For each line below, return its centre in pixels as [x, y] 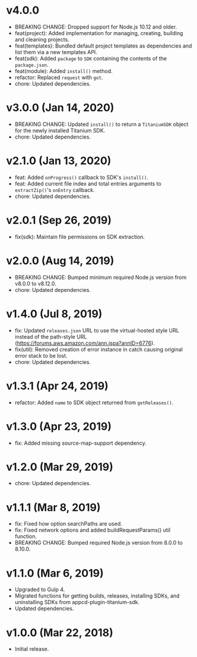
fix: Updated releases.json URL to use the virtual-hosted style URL [97, 330]
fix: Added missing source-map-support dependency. [80, 443]
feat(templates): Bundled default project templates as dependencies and [103, 46]
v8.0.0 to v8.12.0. [35, 284]
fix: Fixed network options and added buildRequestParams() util [93, 530]
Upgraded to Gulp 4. [40, 590]
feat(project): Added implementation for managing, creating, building [99, 33]
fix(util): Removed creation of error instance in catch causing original [99, 349]
